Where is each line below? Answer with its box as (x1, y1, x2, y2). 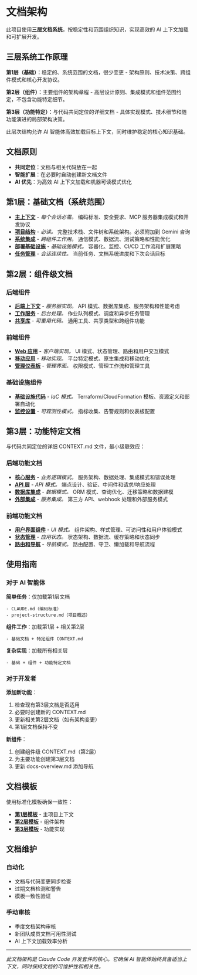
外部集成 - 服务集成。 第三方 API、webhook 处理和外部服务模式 (14, 495, 168, 502)
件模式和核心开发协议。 (6, 76, 63, 83)
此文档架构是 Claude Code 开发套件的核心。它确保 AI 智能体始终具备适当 (6, 955, 182, 962)
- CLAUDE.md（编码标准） (6, 606, 62, 612)
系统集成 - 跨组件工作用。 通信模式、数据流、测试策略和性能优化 (14, 236, 171, 243)
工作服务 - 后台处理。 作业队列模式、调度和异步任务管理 (14, 310, 151, 317)
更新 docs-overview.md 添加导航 (14, 763, 94, 770)
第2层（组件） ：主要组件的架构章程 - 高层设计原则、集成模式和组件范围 (6, 89, 177, 96)
